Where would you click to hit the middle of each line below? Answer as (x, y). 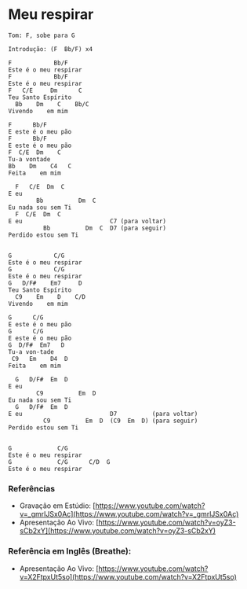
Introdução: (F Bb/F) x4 (50, 49)
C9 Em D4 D (40, 359)
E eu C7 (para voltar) (87, 221)
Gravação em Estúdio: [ (57, 506)
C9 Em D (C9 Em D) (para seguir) (120, 421)
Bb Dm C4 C (40, 166)
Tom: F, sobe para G (42, 35)
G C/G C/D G (59, 462)
